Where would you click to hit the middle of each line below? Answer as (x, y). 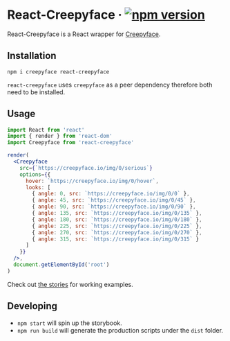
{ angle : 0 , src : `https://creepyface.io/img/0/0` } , (111, 194)
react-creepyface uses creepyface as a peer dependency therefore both (110, 85)
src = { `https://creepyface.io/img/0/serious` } (86, 168)
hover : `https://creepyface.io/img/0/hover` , (92, 181)
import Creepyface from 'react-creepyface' (71, 143)
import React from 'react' (46, 130)
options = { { (35, 174)
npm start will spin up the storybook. (69, 323)
